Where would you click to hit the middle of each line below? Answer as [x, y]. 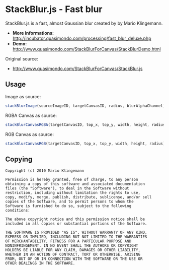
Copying [19, 159]
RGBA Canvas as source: [31, 115]
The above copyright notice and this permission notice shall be [75, 219]
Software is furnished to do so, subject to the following [68, 206]
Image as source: [23, 96]
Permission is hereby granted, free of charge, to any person [72, 180]
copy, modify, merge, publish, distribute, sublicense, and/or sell [78, 197]
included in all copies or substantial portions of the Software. [76, 224]
